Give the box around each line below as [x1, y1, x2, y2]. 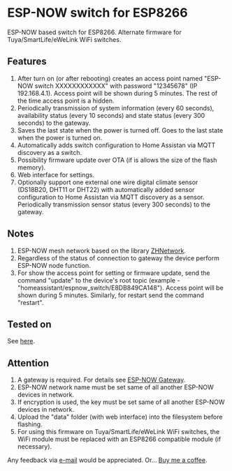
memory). [17, 163, 46, 172]
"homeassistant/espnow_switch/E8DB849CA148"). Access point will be [17, 283, 224, 292]
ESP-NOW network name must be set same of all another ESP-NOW [17, 383, 215, 391]
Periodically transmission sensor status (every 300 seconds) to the [17, 200, 211, 209]
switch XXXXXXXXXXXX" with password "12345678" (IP [34, 82, 198, 90]
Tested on [7, 318, 52, 330]
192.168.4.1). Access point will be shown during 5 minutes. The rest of [17, 89, 218, 97]
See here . [7, 337, 35, 345]
